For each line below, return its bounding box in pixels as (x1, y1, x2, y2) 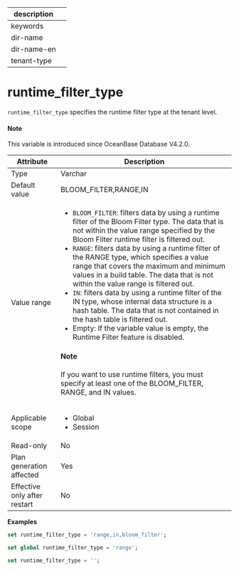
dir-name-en (11, 44, 57, 54)
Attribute (16, 156, 48, 166)
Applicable (11, 412, 47, 422)
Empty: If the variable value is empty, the (72, 324, 209, 333)
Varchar (60, 169, 87, 178)
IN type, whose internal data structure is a (72, 297, 212, 306)
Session (72, 422, 100, 432)
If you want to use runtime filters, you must (60, 369, 203, 379)
